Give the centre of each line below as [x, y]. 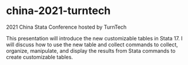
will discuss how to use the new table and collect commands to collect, [92, 45]
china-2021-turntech [58, 11]
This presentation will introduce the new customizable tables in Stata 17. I [95, 38]
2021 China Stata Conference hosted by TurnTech [66, 27]
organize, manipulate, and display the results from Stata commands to [91, 50]
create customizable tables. [40, 57]
